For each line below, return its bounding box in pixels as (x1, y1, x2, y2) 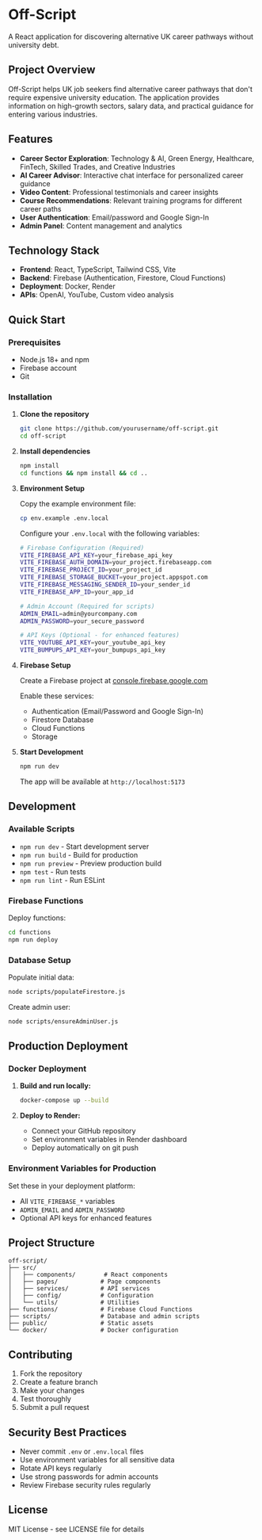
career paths (19, 204, 62, 213)
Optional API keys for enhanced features (19, 1213, 152, 1222)
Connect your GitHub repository (31, 1126, 136, 1136)
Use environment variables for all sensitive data (19, 1455, 176, 1465)
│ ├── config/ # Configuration (8, 1292, 154, 1300)
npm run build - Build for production (19, 850, 139, 859)
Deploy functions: (8, 913, 66, 923)
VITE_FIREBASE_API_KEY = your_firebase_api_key (19, 551, 173, 560)
